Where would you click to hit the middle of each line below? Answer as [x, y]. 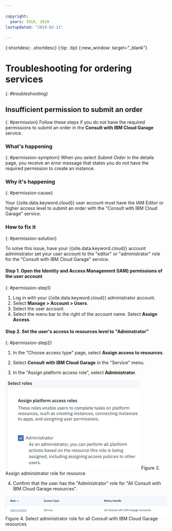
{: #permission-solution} [31, 238]
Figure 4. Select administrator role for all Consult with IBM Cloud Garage [82, 518]
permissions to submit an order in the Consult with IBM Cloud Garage [80, 127]
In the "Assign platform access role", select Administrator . [75, 373]
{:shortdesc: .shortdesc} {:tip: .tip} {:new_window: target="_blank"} [76, 48]
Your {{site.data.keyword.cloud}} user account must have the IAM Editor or [85, 203]
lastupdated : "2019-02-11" [34, 27]
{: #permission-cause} [29, 193]
